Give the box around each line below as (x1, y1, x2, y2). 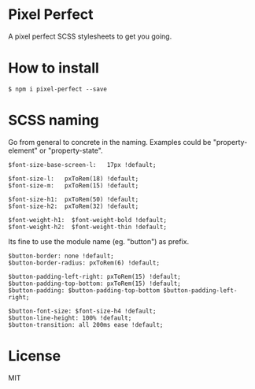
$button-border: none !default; (8, 252, 114, 260)
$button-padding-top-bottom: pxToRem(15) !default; (8, 280, 181, 287)
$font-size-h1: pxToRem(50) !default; (8, 195, 139, 203)
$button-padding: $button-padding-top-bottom (8, 286, 160, 295)
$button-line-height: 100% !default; (8, 313, 132, 322)
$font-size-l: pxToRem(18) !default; (8, 175, 139, 183)
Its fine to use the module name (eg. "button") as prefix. (8, 236, 190, 246)
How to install (8, 59, 100, 77)
